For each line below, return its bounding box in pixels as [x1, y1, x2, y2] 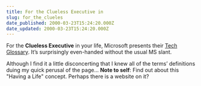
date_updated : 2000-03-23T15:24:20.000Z [6, 25, 110, 32]
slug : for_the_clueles [6, 14, 63, 20]
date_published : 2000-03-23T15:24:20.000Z [6, 20, 114, 26]
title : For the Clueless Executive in [6, 8, 104, 15]
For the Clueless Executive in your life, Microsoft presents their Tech [6, 42, 178, 49]
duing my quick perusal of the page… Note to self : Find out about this [6, 67, 179, 74]
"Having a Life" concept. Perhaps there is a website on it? [6, 73, 149, 80]
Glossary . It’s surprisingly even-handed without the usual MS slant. [6, 49, 172, 56]
